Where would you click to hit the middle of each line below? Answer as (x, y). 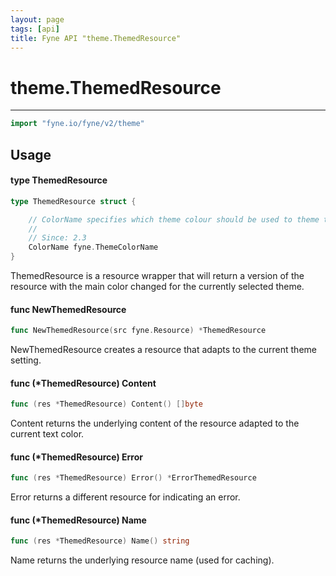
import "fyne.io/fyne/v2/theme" (77, 124)
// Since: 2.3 (57, 238)
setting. (26, 360)
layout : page (37, 19)
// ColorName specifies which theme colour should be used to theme (174, 219)
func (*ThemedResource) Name (78, 520)
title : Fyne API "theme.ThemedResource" (96, 38)
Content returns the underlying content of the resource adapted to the (155, 423)
